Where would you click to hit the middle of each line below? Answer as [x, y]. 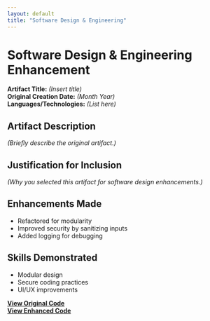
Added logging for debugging [60, 235]
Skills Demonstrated [52, 258]
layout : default [31, 14]
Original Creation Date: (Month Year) [61, 97]
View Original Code [36, 303]
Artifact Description [51, 126]
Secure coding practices [53, 282]
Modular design [40, 275]
